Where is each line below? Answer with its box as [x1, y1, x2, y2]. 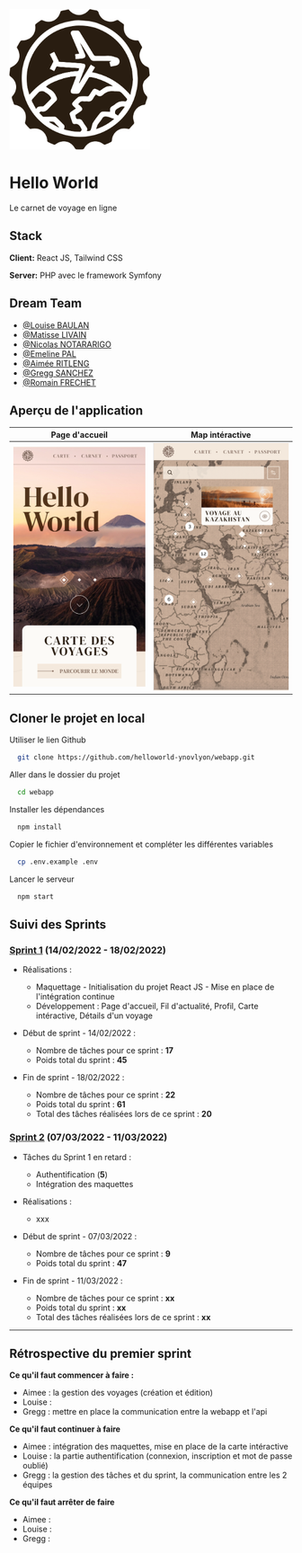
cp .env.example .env [17, 857, 99, 866]
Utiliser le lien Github [9, 734, 87, 745]
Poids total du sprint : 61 [35, 1099, 126, 1110]
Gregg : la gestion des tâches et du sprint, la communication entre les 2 [22, 1469, 288, 1481]
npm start [17, 892, 54, 901]
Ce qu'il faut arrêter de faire [9, 1496, 115, 1508]
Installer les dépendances [9, 803, 105, 814]
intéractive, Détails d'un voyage [35, 1010, 153, 1021]
